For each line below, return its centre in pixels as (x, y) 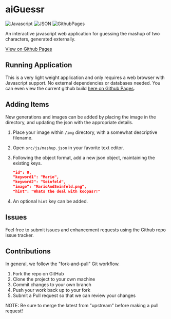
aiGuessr (25, 9)
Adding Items (27, 104)
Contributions (28, 252)
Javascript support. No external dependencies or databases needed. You (83, 83)
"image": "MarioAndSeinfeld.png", (50, 187)
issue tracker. (20, 235)
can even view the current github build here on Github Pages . (70, 88)
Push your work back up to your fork (52, 290)
